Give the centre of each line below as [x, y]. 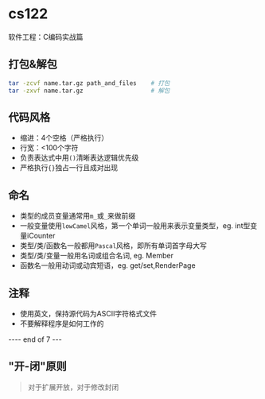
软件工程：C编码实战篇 [46, 37]
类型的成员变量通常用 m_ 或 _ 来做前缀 [78, 216]
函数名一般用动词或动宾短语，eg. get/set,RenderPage [108, 265]
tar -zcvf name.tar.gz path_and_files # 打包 [89, 83]
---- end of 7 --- [35, 339]
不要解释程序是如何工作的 [62, 323]
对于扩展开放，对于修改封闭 [73, 387]
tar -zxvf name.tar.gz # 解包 [89, 91]
